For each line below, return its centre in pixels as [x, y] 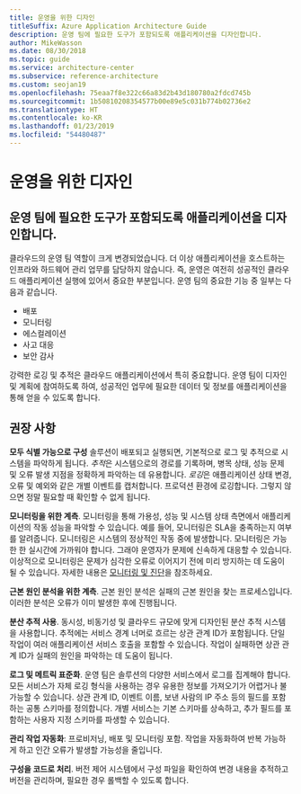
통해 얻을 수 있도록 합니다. [55, 397]
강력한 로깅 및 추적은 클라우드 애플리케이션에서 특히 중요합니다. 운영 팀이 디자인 [148, 375]
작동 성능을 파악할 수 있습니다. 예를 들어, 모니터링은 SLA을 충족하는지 [154, 527]
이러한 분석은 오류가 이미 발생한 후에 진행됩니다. [93, 602]
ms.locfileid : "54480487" [58, 135]
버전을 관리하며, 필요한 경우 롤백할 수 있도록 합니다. [99, 780]
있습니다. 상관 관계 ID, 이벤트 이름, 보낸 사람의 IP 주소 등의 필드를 [156, 697]
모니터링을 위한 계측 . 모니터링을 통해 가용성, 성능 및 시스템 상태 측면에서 [135, 516]
